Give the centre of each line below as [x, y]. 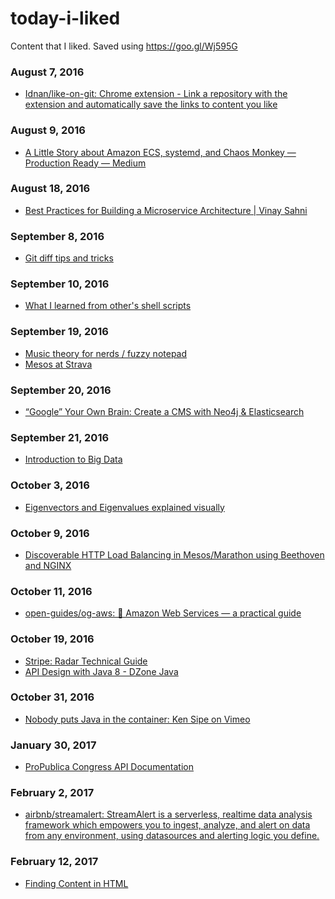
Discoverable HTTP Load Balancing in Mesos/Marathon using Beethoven [174, 554]
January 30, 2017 [53, 745]
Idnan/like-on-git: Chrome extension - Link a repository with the [156, 94]
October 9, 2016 [50, 533]
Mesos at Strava [58, 364]
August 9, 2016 [48, 130]
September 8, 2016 [57, 236]
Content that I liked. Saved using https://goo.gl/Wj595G [124, 46]
